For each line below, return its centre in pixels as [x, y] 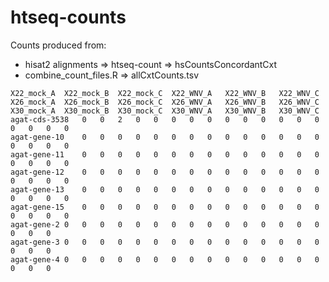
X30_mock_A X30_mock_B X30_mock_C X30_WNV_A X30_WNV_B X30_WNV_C [165, 111]
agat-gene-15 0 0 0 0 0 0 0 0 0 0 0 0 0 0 [165, 207]
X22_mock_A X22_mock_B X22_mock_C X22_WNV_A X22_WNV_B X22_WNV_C [165, 93]
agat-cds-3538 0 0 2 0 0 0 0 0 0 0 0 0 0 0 [165, 119]
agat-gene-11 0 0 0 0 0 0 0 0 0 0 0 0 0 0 [165, 154]
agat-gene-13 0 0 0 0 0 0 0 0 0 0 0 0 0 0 [165, 189]
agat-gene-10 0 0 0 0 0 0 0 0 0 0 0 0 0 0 [165, 137]
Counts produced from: [58, 45]
